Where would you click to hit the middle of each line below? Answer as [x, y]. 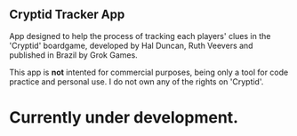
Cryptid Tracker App [67, 15]
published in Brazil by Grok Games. [73, 55]
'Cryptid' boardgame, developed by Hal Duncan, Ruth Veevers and [131, 45]
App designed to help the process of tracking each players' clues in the [140, 36]
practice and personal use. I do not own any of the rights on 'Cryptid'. [136, 81]
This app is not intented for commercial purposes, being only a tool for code [149, 72]
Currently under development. [124, 117]
